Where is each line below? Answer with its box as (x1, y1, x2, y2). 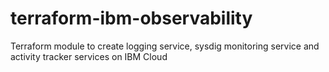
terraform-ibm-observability (10, 7, 253, 30)
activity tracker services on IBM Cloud (10, 50, 168, 62)
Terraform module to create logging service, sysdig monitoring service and (10, 40, 320, 52)
